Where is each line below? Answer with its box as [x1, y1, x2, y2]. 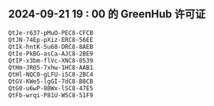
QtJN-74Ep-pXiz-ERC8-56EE [8, 36, 93, 44]
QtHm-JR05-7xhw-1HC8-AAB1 [8, 63, 93, 71]
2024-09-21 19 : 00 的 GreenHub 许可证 [8, 7, 206, 21]
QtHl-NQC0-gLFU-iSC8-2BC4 [8, 70, 93, 78]
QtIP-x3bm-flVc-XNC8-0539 [8, 56, 93, 65]
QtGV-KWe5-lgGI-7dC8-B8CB [8, 78, 93, 85]
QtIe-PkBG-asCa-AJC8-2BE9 [8, 50, 93, 58]
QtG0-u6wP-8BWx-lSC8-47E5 [8, 84, 93, 93]
